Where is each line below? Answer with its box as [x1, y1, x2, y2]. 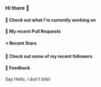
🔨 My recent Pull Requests [5, 28, 61, 34]
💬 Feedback [5, 64, 30, 70]
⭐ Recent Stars [5, 40, 37, 46]
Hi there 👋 [5, 4, 30, 11]
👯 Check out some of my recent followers [5, 53, 92, 59]
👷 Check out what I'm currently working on [5, 17, 96, 23]
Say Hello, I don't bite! [5, 76, 51, 82]
